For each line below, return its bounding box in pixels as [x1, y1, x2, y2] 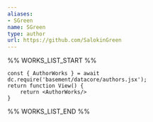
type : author [7, 30, 46, 38]
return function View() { [7, 82, 84, 89]
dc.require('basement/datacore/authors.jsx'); [7, 76, 147, 84]
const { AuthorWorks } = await [7, 70, 100, 77]
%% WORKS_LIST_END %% [7, 107, 91, 116]
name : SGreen [7, 23, 46, 30]
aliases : [7, 10, 33, 18]
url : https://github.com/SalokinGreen [7, 37, 122, 44]
